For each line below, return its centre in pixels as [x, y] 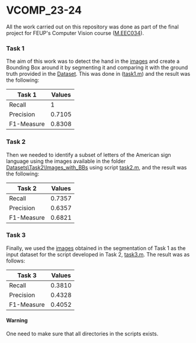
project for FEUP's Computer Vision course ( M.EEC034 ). [75, 33]
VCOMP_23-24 [44, 10]
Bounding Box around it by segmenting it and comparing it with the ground [97, 68]
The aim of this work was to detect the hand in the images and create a [93, 61]
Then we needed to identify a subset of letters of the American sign [89, 155]
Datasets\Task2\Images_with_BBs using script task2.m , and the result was [97, 167]
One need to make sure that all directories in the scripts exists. [82, 334]
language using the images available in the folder [66, 161]
